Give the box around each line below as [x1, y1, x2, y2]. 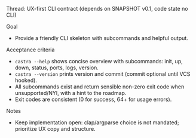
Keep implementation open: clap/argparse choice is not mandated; [14, 119, 179, 126]
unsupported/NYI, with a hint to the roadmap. [14, 90, 127, 96]
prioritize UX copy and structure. [14, 125, 96, 132]
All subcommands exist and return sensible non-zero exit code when [14, 83, 185, 90]
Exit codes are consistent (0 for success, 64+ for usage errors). [14, 96, 172, 103]
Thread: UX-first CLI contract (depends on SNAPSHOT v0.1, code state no [6, 5, 188, 12]
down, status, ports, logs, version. [14, 64, 99, 71]
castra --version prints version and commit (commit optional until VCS [14, 70, 191, 77]
